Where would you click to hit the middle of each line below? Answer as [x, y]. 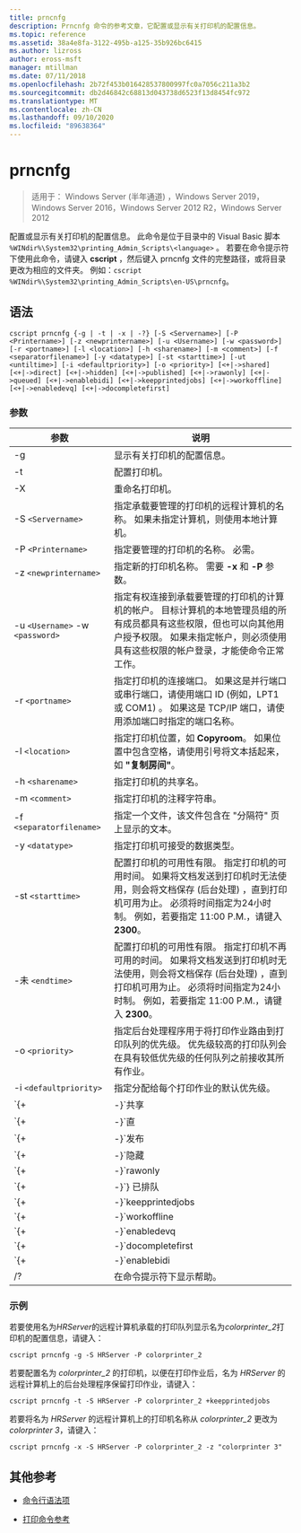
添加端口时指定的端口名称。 [181, 722]
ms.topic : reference [48, 34]
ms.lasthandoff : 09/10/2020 [62, 118]
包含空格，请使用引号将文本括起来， [208, 752]
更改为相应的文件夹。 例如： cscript [76, 269]
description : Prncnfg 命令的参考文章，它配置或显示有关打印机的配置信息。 [135, 26]
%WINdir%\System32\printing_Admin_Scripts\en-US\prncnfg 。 [122, 281]
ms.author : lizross [46, 51]
